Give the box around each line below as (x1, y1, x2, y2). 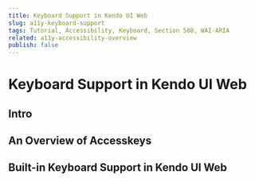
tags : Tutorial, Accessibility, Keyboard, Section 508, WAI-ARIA (8, 26, 229, 34)
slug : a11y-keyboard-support (8, 19, 105, 27)
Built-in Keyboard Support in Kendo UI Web (8, 161, 227, 175)
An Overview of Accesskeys (8, 134, 152, 148)
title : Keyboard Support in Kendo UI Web (8, 11, 148, 20)
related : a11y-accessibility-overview (8, 33, 137, 42)
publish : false (8, 41, 59, 49)
